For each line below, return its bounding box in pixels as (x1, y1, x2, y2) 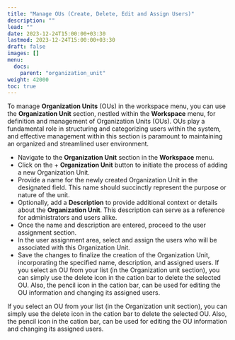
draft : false (7, 43, 46, 50)
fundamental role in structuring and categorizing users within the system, (7, 124, 222, 133)
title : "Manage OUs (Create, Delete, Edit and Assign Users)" (7, 10, 195, 18)
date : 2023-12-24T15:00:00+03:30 (7, 30, 106, 37)
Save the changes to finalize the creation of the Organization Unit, (17, 251, 210, 259)
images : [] (7, 50, 40, 57)
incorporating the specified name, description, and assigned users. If (17, 259, 219, 267)
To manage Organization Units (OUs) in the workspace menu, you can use (7, 102, 227, 110)
